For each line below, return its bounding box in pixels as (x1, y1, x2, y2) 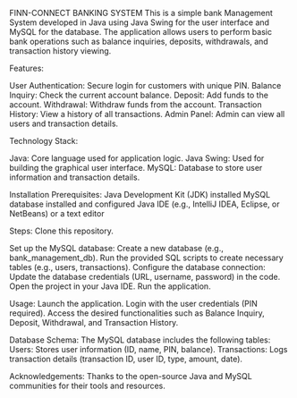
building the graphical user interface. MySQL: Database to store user (9, 163, 263, 173)
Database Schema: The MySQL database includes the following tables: (9, 334, 271, 345)
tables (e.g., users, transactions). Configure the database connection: (9, 262, 266, 272)
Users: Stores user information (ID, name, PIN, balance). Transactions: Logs (9, 344, 288, 354)
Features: (9, 63, 45, 73)
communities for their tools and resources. (9, 380, 165, 391)
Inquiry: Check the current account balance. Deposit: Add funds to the (9, 89, 268, 100)
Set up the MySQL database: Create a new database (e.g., (9, 243, 224, 253)
